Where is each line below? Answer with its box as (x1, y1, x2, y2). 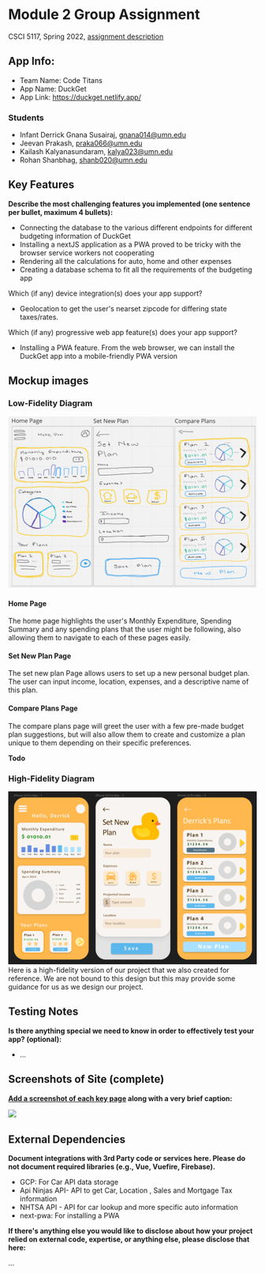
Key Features (8, 178, 75, 191)
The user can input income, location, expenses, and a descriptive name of (8, 677, 249, 687)
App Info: (8, 55, 55, 68)
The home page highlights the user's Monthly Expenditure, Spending (8, 616, 232, 626)
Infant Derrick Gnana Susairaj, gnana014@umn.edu (19, 130, 187, 140)
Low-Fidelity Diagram (8, 398, 93, 409)
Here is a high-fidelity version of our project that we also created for (8, 965, 230, 974)
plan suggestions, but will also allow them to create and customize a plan (8, 729, 246, 739)
